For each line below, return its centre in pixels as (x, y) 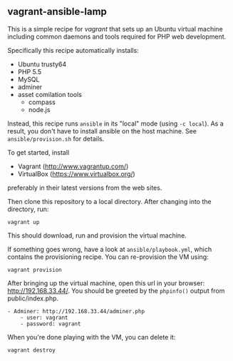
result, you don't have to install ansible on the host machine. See (102, 131)
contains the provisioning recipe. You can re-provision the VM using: (108, 257)
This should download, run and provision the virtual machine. (97, 235)
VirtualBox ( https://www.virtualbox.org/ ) (76, 173)
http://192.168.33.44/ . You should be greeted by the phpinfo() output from (116, 290)
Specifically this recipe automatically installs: (73, 50)
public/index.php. (33, 298)
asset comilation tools (50, 94)
